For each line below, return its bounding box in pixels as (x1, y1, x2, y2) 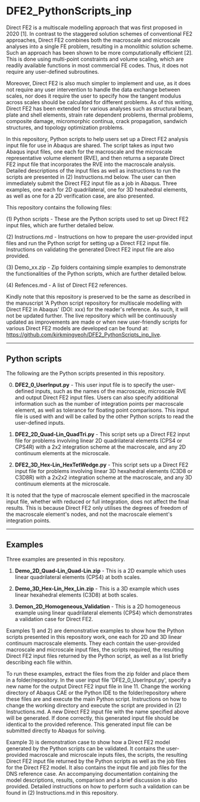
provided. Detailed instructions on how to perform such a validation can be (6, 782, 189, 790)
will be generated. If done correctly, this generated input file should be (6, 714, 179, 721)
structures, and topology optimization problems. (6, 124, 124, 131)
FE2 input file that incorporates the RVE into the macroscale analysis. (6, 161, 176, 168)
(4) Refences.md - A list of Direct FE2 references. (6, 281, 128, 289)
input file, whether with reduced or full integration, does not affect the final (6, 498, 189, 505)
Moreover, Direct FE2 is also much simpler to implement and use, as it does (6, 79, 191, 87)
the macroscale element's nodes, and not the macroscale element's (6, 510, 173, 518)
